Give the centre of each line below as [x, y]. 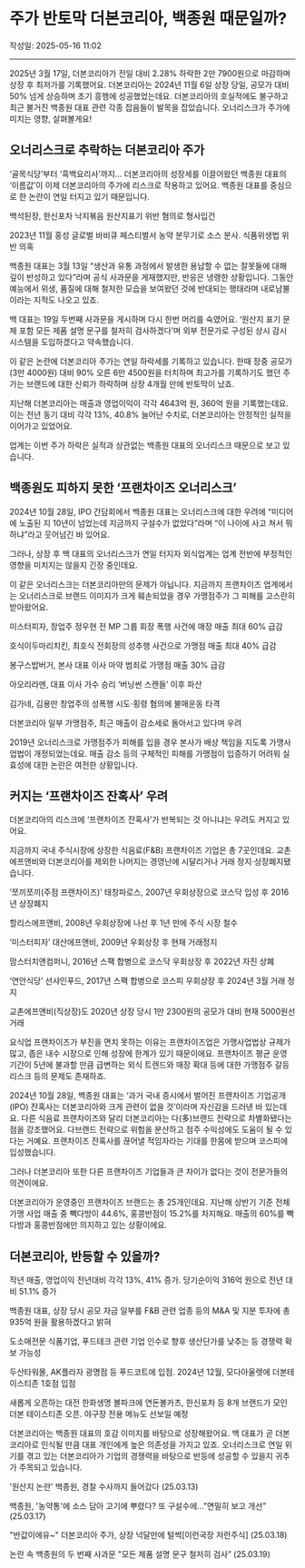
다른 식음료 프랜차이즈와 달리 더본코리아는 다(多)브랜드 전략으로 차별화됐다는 [157, 1118]
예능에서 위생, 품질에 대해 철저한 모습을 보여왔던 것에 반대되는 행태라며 [134, 288]
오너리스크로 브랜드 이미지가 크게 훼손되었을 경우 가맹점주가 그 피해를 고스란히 [157, 595]
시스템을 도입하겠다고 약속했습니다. [71, 342]
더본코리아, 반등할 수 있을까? [85, 1256]
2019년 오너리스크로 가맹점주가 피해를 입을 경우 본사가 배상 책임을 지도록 [138, 742]
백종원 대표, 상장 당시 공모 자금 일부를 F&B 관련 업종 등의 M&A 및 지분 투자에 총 [150, 1311]
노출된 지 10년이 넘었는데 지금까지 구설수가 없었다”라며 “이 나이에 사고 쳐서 [151, 522]
